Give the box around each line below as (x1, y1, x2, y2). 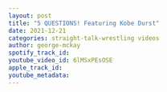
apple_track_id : (8, 64, 63, 72)
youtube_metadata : (8, 71, 70, 79)
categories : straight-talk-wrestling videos (8, 34, 160, 42)
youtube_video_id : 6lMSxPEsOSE (8, 57, 113, 65)
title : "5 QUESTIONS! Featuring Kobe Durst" (8, 19, 160, 27)
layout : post (8, 11, 52, 20)
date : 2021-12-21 (8, 26, 67, 34)
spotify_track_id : (8, 49, 70, 57)
